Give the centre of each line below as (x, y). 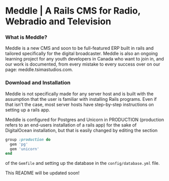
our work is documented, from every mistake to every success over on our (83, 64)
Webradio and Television (58, 21)
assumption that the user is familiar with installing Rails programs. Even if (81, 99)
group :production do (28, 139)
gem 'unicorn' (24, 149)
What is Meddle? (26, 37)
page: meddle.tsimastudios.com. (39, 70)
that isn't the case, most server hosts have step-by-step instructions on (79, 104)
